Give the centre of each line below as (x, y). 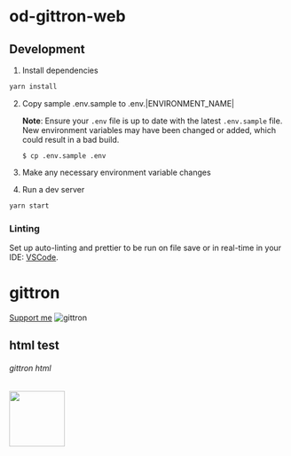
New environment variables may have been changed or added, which (149, 130)
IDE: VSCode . (34, 257)
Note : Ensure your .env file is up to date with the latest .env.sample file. (152, 121)
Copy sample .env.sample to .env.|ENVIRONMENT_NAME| (128, 103)
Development (47, 49)
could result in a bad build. (71, 139)
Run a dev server (53, 189)
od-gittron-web (67, 16)
